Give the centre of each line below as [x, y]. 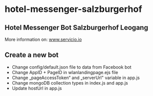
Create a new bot [32, 55]
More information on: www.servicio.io [43, 39]
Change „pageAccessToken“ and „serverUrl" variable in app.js [76, 78]
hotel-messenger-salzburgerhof [74, 9]
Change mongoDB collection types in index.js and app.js [70, 83]
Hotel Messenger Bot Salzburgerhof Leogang [76, 28]
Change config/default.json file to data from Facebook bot [72, 67]
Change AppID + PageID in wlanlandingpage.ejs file [65, 72]
